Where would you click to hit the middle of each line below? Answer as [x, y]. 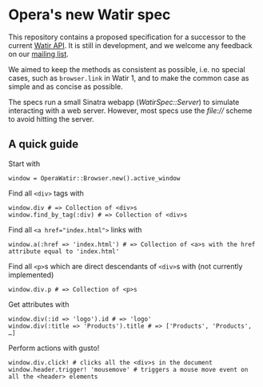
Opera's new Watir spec [90, 15]
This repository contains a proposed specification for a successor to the [127, 37]
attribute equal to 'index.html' [64, 251]
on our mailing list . [39, 54]
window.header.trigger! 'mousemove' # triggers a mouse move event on [128, 369]
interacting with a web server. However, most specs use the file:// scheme [130, 111]
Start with [24, 163]
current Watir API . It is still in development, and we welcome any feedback [131, 45]
